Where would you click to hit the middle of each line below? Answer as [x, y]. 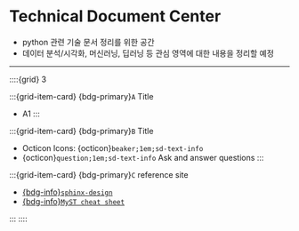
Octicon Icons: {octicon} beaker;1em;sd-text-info [113, 147]
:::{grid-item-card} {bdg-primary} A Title [81, 96]
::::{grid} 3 [28, 79]
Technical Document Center [115, 16]
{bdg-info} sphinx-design [67, 192]
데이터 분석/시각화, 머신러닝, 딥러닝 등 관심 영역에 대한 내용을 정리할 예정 [148, 53]
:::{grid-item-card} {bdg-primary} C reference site [99, 174]
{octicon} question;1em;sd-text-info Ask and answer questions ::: [143, 157]
